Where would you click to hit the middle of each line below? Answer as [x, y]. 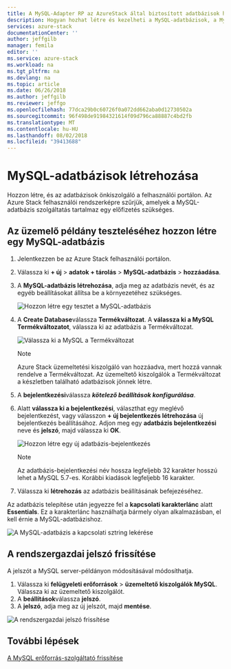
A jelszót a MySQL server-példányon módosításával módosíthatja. [100, 570]
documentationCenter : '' [43, 33]
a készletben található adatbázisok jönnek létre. [85, 381]
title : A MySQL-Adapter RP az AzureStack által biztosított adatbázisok [113, 13]
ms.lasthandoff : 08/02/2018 [47, 135]
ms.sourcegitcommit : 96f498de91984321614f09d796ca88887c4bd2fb [100, 116]
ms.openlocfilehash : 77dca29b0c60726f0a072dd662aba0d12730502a [100, 110]
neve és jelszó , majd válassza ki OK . [69, 430]
